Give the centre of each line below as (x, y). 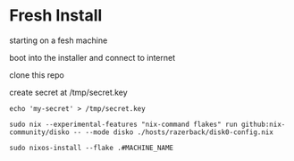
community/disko (39, 132)
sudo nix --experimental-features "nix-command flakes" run (124, 124)
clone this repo (37, 75)
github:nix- (263, 124)
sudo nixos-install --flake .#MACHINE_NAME (92, 148)
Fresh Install (56, 16)
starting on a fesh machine (59, 40)
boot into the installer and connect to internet (92, 57)
